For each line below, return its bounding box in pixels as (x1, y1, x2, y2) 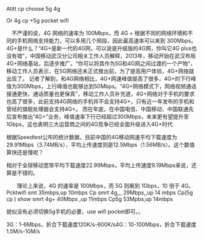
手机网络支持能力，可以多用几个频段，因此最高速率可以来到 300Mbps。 (16, 37, 197, 44)
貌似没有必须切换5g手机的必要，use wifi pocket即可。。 (6, 208, 144, 215)
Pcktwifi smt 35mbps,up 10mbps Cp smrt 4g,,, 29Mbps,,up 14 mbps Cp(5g (6, 189, 193, 196)
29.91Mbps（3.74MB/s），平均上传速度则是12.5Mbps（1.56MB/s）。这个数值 (6, 141, 195, 148)
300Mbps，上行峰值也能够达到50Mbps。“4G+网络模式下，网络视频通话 (16, 83, 197, 90)
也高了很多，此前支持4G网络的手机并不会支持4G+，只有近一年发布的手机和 (6, 98, 195, 105)
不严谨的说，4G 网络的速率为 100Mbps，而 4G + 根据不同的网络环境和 (11, 30, 188, 36)
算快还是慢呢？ (6, 149, 44, 156)
